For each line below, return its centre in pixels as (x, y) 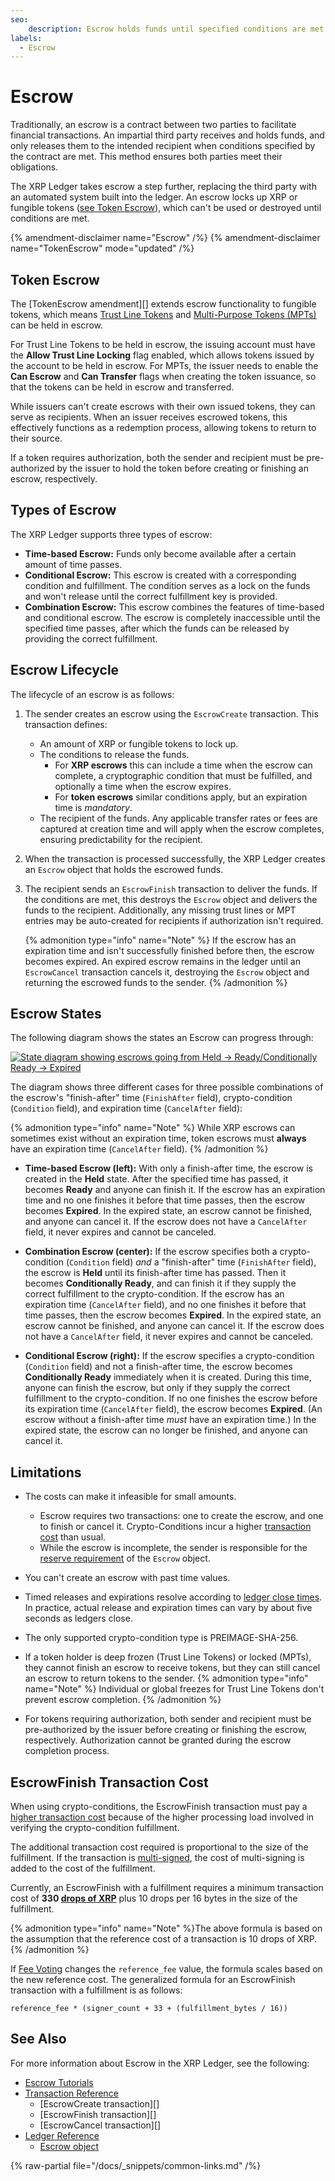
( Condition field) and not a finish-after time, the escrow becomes (158, 1367)
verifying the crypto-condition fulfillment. (95, 1828)
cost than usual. (73, 1537)
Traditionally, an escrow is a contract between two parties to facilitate (153, 125)
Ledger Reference (62, 2135)
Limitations (46, 1472)
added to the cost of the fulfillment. (83, 1868)
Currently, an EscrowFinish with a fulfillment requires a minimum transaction (167, 1888)
